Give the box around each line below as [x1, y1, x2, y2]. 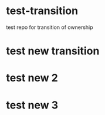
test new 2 [6, 71, 59, 85]
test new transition [6, 44, 100, 58]
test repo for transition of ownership [6, 24, 93, 31]
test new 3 [6, 98, 59, 111]
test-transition [6, 4, 78, 18]
